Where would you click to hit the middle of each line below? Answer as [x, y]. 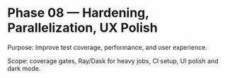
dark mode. [24, 68]
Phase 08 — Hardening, [79, 13]
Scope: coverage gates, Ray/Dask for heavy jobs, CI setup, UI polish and [113, 60]
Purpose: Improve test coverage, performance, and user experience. [107, 47]
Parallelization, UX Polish [82, 28]
